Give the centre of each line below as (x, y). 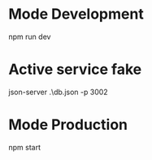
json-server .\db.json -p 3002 (58, 92)
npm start (25, 147)
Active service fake (75, 69)
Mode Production (68, 125)
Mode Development (76, 14)
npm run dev (30, 37)
